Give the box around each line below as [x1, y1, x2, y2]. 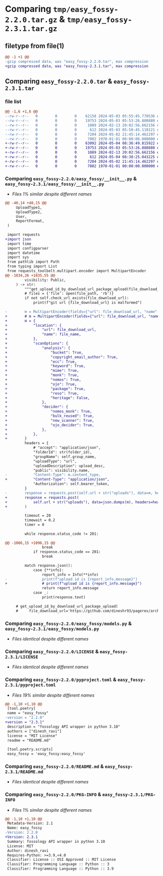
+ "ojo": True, [5, 382, 77, 387]
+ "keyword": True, [5, 364, 86, 369]
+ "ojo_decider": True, [5, 423, 95, 428]
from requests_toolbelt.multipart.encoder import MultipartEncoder [7, 269, 147, 273]
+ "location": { [5, 323, 62, 328]
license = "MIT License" [7, 733, 57, 738]
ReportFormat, [16, 218, 45, 224]
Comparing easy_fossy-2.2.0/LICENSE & [5, 648, 99, 655]
